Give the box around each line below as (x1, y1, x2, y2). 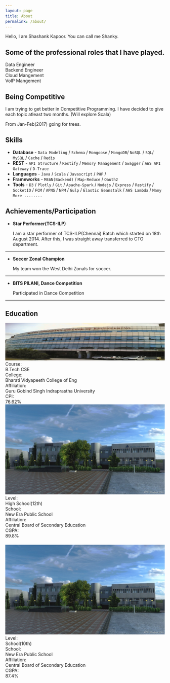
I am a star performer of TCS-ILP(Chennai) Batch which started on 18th (12, 230, 161, 236)
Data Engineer (5, 61, 35, 68)
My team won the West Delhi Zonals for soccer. (12, 265, 112, 271)
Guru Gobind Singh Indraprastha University (5, 388, 95, 394)
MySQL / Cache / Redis (12, 155, 56, 161)
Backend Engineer (5, 67, 44, 73)
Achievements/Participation (5, 207, 96, 215)
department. (12, 241, 39, 247)
